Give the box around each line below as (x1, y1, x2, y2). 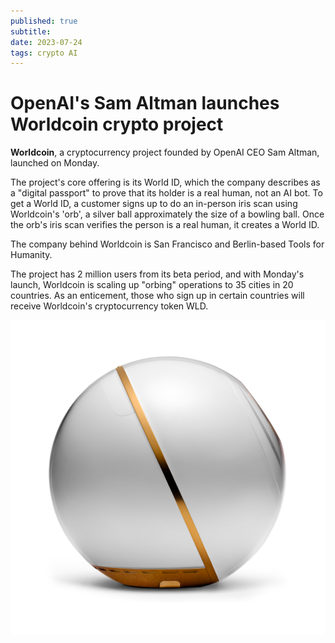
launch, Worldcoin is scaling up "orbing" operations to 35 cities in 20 (10, 279, 294, 291)
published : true (10, 16, 78, 26)
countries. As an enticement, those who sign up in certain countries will (10, 290, 305, 302)
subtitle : (10, 26, 52, 37)
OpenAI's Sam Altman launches (10, 92, 280, 115)
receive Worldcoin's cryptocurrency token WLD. (10, 300, 209, 312)
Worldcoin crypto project (10, 113, 224, 136)
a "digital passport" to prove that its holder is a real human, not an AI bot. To (10, 187, 323, 199)
